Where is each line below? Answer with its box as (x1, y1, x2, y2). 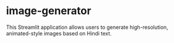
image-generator (6, 4, 92, 18)
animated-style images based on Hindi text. (6, 29, 112, 37)
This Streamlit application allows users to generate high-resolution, (6, 24, 169, 31)
